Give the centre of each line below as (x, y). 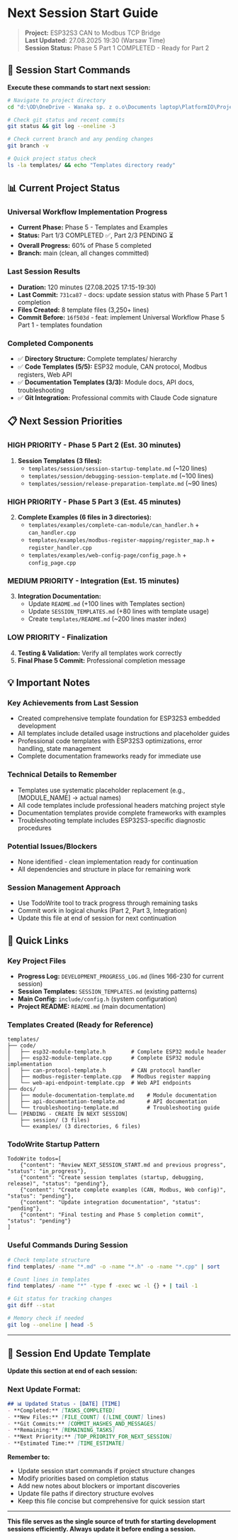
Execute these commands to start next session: (79, 87)
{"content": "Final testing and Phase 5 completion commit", (112, 1215)
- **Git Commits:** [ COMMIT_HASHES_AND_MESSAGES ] (82, 1424)
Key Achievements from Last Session (73, 703)
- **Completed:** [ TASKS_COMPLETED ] (61, 1410)
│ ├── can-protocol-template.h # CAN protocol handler (104, 1070)
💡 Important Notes (49, 683)
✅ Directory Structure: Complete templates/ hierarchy (97, 359)
